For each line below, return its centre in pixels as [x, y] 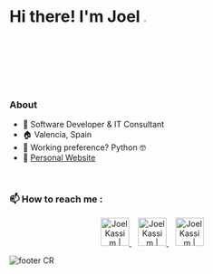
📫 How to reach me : [56, 199]
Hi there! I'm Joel [75, 17]
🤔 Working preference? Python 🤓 [84, 147]
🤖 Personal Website [59, 158]
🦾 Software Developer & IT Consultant [93, 125]
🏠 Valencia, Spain [57, 135]
